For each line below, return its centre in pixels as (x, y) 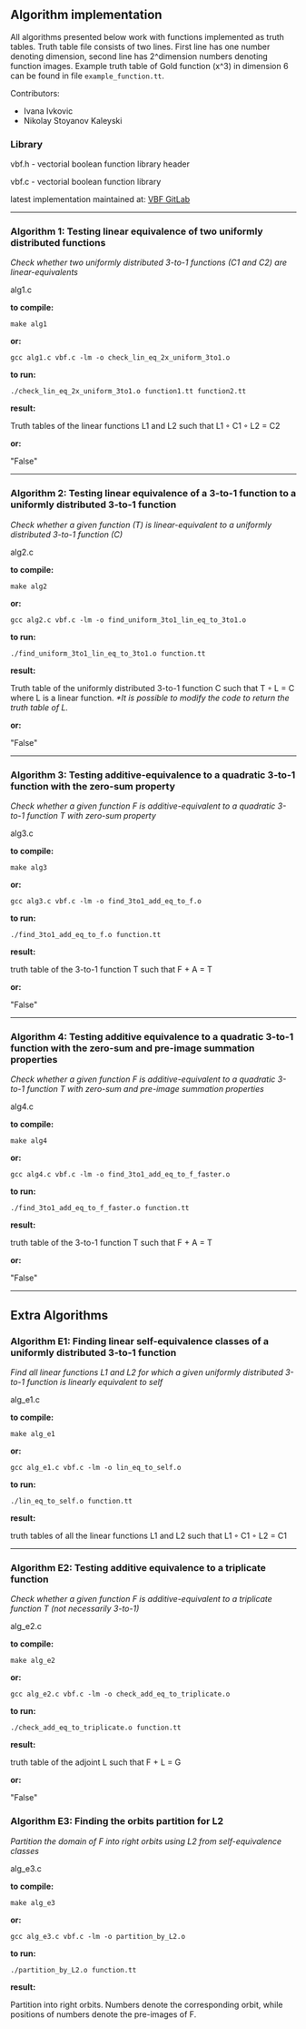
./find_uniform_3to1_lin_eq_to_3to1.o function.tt (108, 653)
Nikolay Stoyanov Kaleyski (73, 120)
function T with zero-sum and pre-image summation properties (145, 1089)
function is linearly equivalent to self (95, 1382)
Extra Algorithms (59, 1315)
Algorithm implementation (86, 15)
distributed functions (58, 243)
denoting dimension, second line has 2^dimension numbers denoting (139, 56)
